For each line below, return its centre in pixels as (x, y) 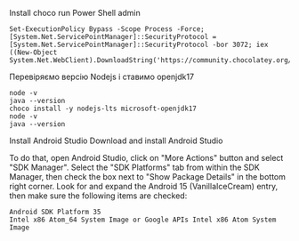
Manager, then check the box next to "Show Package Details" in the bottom (148, 177)
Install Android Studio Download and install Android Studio (116, 141)
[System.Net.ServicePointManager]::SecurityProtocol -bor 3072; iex (139, 44)
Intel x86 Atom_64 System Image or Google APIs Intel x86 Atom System (143, 220)
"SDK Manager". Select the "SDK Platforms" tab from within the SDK (134, 167)
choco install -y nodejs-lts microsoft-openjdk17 (103, 108)
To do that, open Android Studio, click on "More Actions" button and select (146, 158)
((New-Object (33, 52)
